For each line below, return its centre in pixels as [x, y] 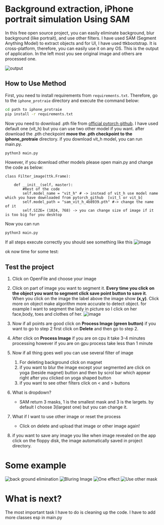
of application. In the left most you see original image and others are [74, 53]
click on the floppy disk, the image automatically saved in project [77, 441]
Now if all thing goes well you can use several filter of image [73, 353]
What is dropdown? [32, 393]
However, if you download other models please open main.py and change [79, 162]
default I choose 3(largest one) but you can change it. [73, 407]
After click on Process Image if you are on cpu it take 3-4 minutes [79, 338]
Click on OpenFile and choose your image [54, 279]
